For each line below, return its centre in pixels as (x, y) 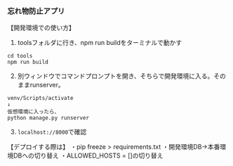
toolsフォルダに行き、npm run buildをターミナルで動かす (100, 43)
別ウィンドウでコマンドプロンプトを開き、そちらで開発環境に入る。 (115, 76)
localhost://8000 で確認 (52, 132)
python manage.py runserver (48, 118)
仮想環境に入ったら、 (33, 112)
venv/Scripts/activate (40, 98)
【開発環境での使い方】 (41, 28)
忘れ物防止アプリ (36, 11)
